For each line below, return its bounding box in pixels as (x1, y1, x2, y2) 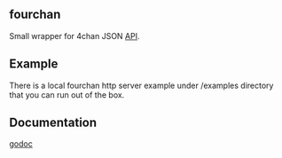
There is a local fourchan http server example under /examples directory (9, 80, 274, 91)
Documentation (9, 115, 98, 130)
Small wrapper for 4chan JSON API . (9, 30, 140, 41)
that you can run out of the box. (9, 89, 125, 100)
